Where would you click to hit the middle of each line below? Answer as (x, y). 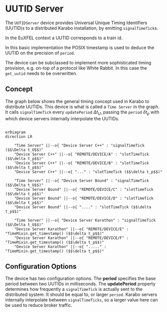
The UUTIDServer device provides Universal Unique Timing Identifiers (76, 23)
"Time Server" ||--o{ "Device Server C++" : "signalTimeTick (79, 145)
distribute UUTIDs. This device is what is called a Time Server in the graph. (82, 107)
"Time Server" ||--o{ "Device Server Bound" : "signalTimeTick (82, 181)
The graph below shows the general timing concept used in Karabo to (77, 101)
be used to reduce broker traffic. (39, 305)
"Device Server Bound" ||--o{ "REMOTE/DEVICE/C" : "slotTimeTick (84, 189)
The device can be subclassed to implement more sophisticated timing (78, 62)
